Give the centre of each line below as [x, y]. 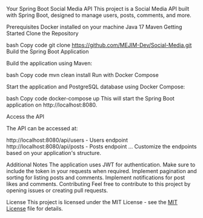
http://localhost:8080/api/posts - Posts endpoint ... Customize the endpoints [101, 147]
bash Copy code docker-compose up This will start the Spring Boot [90, 98]
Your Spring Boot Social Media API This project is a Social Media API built [98, 9]
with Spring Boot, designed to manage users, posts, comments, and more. [99, 15]
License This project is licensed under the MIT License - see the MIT [92, 202]
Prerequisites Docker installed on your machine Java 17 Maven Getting [94, 27]
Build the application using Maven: [49, 63]
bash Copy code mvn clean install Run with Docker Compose [82, 75]
